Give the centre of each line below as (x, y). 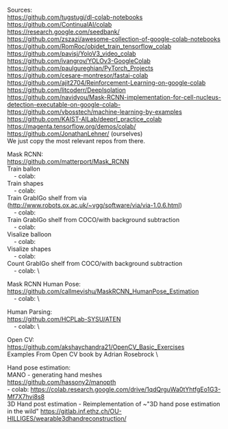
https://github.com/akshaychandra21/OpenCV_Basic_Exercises (96, 347)
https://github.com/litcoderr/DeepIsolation (67, 90)
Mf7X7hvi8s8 (26, 396)
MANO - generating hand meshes (55, 375)
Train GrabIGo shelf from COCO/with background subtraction (93, 220)
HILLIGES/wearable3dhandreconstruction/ (67, 418)
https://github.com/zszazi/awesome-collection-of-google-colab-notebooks (114, 39)
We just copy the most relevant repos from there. (76, 141)
